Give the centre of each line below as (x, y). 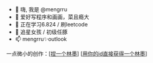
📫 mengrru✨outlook (41, 39)
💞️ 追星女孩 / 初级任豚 (41, 32)
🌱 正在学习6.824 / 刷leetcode (51, 24)
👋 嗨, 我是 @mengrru (41, 9)
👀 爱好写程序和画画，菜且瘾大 (52, 17)
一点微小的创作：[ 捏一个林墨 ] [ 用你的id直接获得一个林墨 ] (77, 54)
